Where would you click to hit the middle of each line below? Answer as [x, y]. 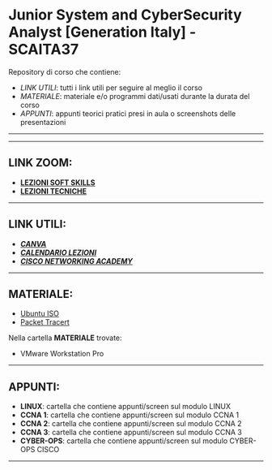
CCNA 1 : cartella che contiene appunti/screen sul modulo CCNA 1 [130, 415]
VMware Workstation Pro [62, 354]
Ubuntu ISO [39, 313]
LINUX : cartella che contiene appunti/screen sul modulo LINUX [125, 407]
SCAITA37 [44, 50]
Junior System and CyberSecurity [125, 15]
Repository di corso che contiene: [65, 71]
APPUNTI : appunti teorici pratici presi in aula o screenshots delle [128, 113]
